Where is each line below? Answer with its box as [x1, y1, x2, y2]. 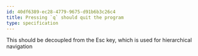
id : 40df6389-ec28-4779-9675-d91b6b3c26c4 [6, 8, 116, 15]
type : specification [6, 20, 59, 26]
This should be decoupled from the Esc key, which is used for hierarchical [6, 37, 192, 44]
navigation [6, 43, 33, 50]
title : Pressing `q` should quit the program [6, 14, 124, 20]
